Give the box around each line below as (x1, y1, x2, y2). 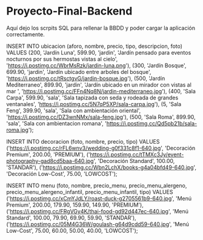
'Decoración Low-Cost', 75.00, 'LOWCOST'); (6, 170, 118, 177)
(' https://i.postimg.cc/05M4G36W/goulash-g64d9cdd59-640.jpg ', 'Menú (6, 220, 190, 228)
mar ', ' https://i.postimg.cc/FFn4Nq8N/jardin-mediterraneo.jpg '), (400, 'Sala (6, 87, 196, 95)
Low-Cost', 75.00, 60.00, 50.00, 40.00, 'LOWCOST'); (6, 227, 138, 234)
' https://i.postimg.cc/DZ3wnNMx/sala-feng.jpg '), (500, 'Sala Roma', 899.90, (6, 113, 196, 121)
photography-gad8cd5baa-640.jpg (6, 157, 94, 164)
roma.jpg (6, 126, 29, 133)
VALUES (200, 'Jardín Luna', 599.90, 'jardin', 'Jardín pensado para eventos (6, 48, 191, 56)
